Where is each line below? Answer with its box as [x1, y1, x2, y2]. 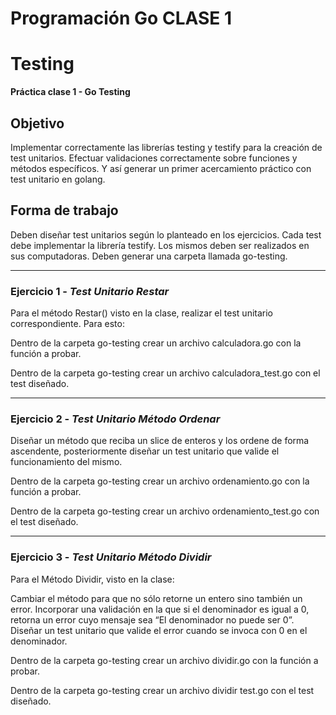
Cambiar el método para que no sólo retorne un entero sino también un [10, 592, 303, 604]
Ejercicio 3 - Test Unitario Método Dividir [10, 550, 212, 564]
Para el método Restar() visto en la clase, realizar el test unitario [10, 307, 273, 319]
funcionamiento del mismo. [10, 456, 123, 468]
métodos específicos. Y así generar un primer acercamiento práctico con [10, 162, 312, 174]
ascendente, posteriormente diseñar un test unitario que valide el [10, 445, 280, 457]
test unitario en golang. [10, 173, 106, 185]
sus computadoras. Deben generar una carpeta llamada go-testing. [10, 250, 288, 262]
